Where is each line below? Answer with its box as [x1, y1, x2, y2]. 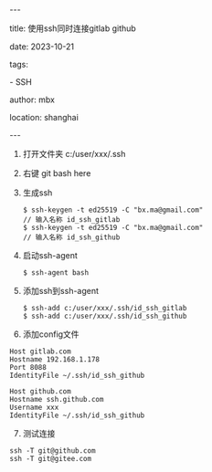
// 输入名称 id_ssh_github [22, 233, 121, 242]
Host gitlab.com [9, 347, 71, 356]
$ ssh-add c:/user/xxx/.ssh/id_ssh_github [22, 311, 187, 320]
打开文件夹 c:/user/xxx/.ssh [22, 149, 126, 159]
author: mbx [9, 94, 55, 105]
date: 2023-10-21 [9, 41, 75, 52]
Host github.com [9, 387, 71, 396]
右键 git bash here [22, 168, 91, 178]
